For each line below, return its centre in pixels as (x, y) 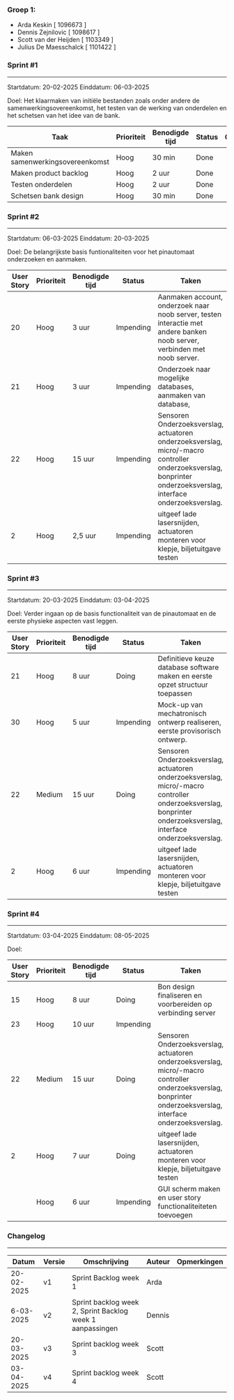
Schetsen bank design (47, 195)
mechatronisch (182, 714)
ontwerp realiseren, (189, 722)
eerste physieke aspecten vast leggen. (63, 621)
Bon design (176, 987)
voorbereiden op (185, 1004)
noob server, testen (189, 314)
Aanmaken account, (190, 296)
